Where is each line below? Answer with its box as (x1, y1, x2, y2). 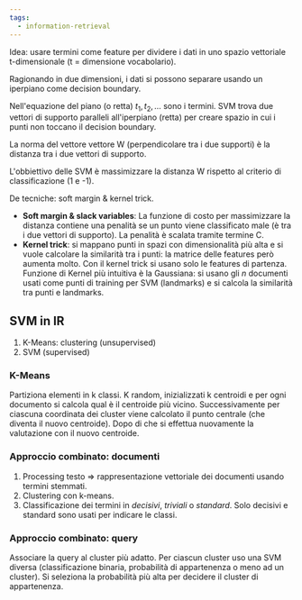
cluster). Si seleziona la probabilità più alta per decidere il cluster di (9, 571, 259, 582)
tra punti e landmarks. (22, 287, 105, 298)
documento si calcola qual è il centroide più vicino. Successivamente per (9, 399, 280, 410)
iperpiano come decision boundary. (9, 83, 142, 94)
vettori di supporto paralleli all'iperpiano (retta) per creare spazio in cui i (9, 112, 277, 123)
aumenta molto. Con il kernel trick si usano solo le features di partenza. (22, 259, 288, 269)
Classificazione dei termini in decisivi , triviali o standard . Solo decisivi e (22, 499, 288, 510)
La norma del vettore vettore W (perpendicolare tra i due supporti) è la (9, 139, 270, 150)
